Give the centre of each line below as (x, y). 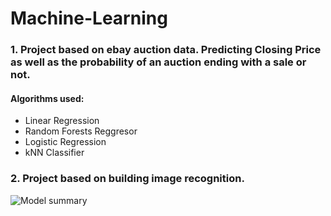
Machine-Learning (89, 18)
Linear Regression (62, 121)
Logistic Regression (65, 142)
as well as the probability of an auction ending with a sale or (158, 62)
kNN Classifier (54, 153)
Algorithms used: (47, 98)
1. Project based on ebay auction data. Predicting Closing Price (166, 50)
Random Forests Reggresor (81, 131)
